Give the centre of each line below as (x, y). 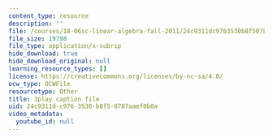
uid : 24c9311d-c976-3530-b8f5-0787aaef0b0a (83, 106)
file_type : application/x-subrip (65, 46)
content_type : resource (49, 16)
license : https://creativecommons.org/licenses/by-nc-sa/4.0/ (116, 76)
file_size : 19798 (38, 39)
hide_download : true (43, 54)
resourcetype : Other (43, 91)
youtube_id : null (45, 122)
